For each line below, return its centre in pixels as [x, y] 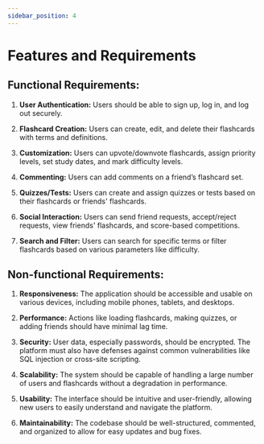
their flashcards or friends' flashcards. [82, 201]
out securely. [41, 113]
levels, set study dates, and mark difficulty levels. [101, 161]
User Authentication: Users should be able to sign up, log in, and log [134, 105]
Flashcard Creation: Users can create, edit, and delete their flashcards [137, 129]
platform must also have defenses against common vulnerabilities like [134, 351]
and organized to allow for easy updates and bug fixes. [110, 432]
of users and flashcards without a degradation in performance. [123, 384]
